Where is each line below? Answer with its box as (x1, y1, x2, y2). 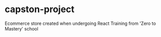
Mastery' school (5, 25, 38, 31)
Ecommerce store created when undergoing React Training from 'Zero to (5, 20, 156, 26)
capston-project (5, 4, 75, 15)
